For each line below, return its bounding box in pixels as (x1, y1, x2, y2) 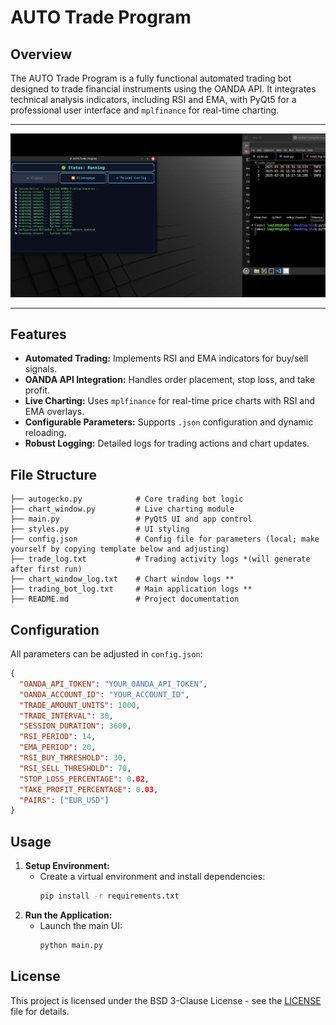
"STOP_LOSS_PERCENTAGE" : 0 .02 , (19, 774, 150, 784)
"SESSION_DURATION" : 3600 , (19, 721, 132, 731)
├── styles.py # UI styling (10, 524, 190, 535)
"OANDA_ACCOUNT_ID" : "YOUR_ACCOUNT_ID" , (19, 689, 190, 700)
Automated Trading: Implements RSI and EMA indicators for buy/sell (24, 352, 309, 365)
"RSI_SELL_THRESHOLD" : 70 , (19, 763, 132, 773)
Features (10, 326, 67, 343)
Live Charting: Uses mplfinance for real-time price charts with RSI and (24, 395, 316, 407)
